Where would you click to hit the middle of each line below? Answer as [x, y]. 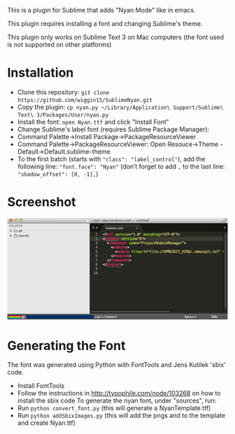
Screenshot [42, 202]
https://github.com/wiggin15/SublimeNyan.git [85, 100]
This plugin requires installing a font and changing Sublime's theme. [105, 23]
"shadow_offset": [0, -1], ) [58, 173]
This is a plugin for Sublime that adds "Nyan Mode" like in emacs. [101, 10]
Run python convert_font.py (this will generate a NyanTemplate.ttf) [114, 408]
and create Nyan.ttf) [46, 423]
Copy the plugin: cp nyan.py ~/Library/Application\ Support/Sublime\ [120, 107]
